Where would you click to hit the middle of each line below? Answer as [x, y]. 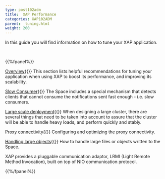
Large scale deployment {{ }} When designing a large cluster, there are [76, 112]
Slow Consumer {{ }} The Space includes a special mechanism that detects [81, 91]
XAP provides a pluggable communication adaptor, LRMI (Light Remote [78, 157]
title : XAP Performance [31, 14]
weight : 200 [17, 28]
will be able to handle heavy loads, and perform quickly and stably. [73, 122]
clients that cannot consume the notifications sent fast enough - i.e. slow [80, 97]
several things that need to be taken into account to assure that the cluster [81, 117]
